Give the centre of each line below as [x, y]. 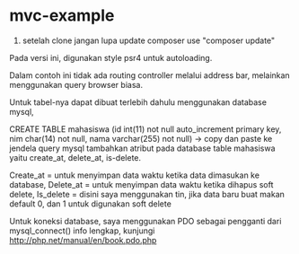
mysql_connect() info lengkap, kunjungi [82, 231]
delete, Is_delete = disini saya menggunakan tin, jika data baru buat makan [147, 194]
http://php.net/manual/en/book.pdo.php [83, 240]
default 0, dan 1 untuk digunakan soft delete [91, 204]
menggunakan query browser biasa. [76, 84]
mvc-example [62, 16]
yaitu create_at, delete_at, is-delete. [75, 157]
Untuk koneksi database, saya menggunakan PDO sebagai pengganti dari [145, 221]
